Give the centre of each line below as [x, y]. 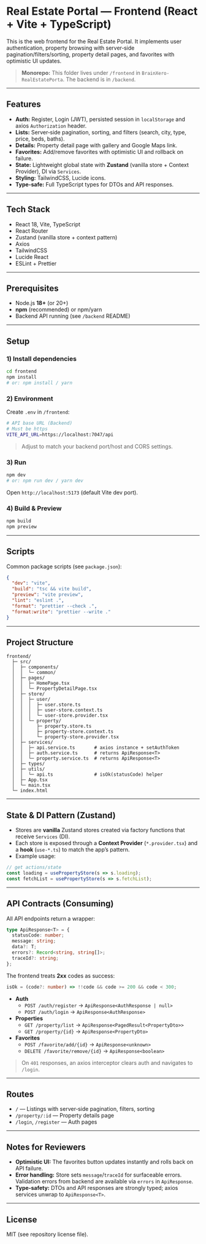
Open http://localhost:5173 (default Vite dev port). [72, 492]
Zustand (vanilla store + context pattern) [66, 237]
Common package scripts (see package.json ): [64, 566]
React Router [32, 231]
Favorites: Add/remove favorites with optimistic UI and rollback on [99, 152]
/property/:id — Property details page [65, 1116]
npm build [19, 521]
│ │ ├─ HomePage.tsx [41, 683]
